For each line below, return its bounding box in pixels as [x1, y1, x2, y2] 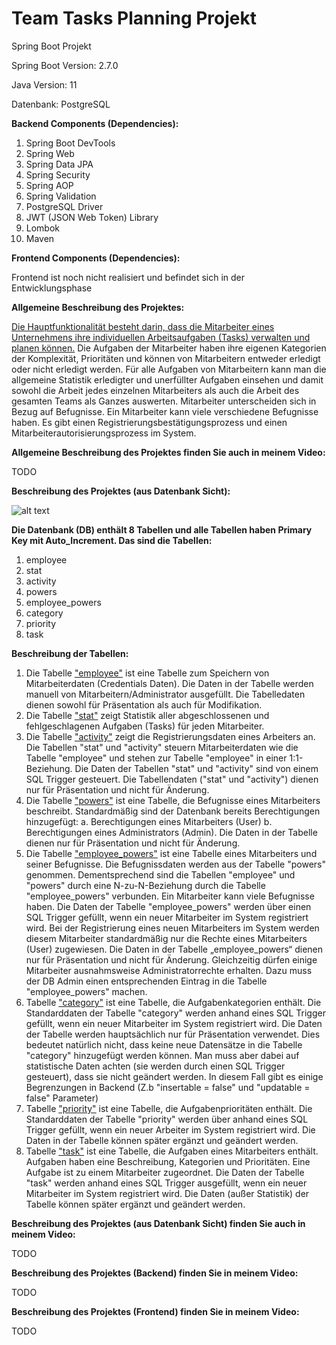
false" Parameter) [25, 1092, 99, 1104]
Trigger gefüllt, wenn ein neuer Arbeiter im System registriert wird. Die [25, 1123, 316, 1136]
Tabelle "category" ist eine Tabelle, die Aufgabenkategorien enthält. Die [25, 996, 322, 1008]
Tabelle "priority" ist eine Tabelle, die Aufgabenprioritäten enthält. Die [25, 1102, 313, 1114]
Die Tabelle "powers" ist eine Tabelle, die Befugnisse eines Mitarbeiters [25, 794, 321, 806]
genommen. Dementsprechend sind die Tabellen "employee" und [25, 868, 296, 881]
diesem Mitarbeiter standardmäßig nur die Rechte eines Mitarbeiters [25, 932, 308, 944]
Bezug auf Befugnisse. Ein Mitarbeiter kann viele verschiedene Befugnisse [11, 405, 319, 417]
